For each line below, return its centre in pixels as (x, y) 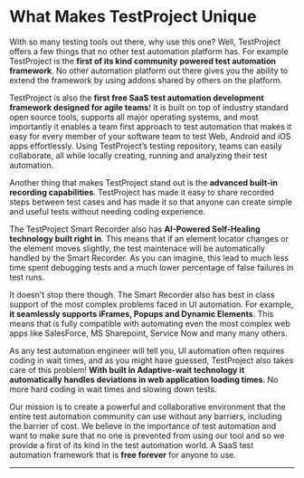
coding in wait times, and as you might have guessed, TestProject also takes (152, 360)
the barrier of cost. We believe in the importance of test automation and (143, 425)
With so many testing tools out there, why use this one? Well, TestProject (145, 42)
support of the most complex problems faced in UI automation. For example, (152, 304)
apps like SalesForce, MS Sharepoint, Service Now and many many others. (148, 333)
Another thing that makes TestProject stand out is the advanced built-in (144, 182)
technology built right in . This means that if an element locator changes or (149, 238)
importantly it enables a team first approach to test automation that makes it (151, 126)
